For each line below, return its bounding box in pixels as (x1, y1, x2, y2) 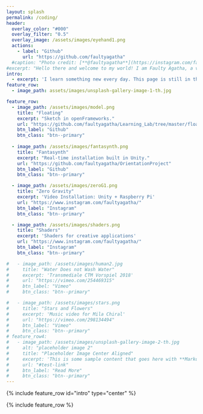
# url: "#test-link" (6, 361, 69, 368)
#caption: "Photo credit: (11, 59, 77, 65)
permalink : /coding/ (6, 15, 59, 21)
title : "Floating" (17, 110, 63, 116)
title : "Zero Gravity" (17, 188, 74, 194)
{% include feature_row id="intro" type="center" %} (6, 390, 137, 397)
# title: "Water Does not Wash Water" (6, 266, 115, 272)
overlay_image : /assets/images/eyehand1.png (11, 37, 126, 43)
